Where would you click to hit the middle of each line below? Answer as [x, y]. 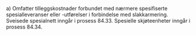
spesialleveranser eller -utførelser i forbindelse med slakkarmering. [87, 15]
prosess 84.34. [24, 27]
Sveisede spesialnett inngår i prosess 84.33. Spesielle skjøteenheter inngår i [98, 21]
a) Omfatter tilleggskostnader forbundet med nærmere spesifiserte [87, 8]
